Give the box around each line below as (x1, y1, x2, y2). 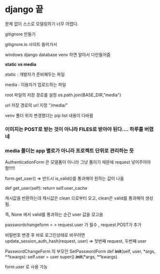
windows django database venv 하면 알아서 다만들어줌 (5, 51, 111, 58)
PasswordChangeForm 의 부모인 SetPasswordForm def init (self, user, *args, (5, 248, 156, 254)
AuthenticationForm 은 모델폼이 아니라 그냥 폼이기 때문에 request (5, 159, 131, 165)
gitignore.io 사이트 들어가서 (5, 41, 58, 47)
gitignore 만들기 (5, 31, 36, 37)
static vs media (5, 61, 37, 67)
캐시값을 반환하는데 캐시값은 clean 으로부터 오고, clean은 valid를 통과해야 (5, 195, 145, 201)
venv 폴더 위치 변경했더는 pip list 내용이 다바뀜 (5, 112, 93, 118)
